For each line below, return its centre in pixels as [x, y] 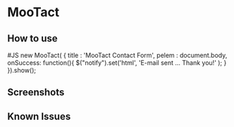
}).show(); [22, 70]
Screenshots [36, 92]
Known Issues [39, 116]
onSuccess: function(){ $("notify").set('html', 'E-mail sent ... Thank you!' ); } [117, 63]
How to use [32, 38]
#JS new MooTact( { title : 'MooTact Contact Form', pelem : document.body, [117, 55]
